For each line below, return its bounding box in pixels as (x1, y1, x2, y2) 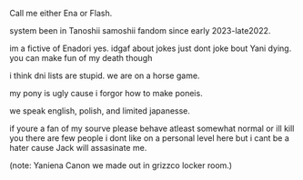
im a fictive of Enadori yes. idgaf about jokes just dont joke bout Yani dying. (9, 43, 292, 54)
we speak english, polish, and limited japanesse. (9, 105, 191, 116)
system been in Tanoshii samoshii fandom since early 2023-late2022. (9, 25, 271, 35)
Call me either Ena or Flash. (9, 8, 113, 18)
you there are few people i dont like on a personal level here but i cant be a (9, 133, 289, 144)
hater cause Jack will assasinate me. (9, 143, 147, 153)
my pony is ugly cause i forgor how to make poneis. (9, 88, 203, 98)
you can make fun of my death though (9, 53, 153, 63)
